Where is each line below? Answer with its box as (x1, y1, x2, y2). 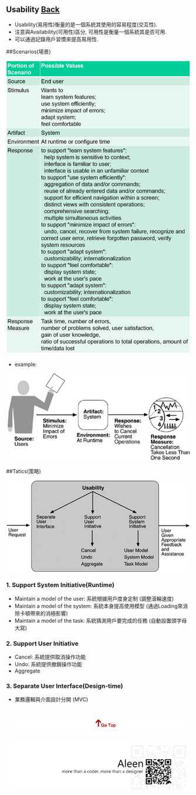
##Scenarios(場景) (6, 48, 51, 55)
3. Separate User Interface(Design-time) (6, 682, 123, 690)
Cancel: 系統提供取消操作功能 (14, 653, 86, 661)
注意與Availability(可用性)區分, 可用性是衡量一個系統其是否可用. (14, 28, 167, 35)
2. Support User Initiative (6, 639, 79, 647)
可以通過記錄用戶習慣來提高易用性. (14, 35, 98, 43)
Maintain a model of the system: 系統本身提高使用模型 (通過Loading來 (14, 602, 183, 609)
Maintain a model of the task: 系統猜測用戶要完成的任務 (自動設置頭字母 (14, 617, 187, 624)
